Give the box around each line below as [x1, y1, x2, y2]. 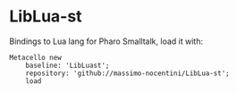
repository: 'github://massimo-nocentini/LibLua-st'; [25, 69, 230, 78]
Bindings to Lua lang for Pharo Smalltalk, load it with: [9, 36, 204, 46]
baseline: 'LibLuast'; [25, 61, 110, 70]
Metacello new [9, 53, 63, 62]
